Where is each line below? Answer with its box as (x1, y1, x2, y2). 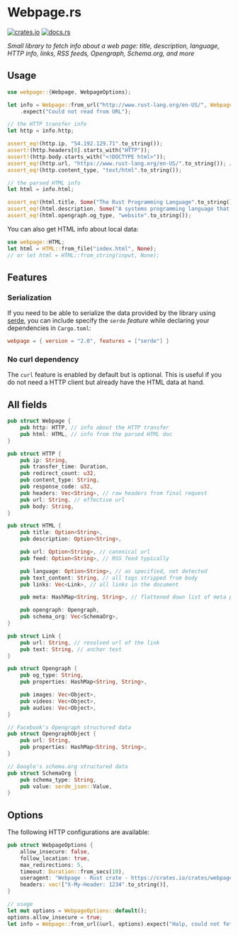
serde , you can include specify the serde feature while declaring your (7, 317, 210, 325)
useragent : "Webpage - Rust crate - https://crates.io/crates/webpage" (20, 875, 236, 882)
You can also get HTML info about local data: (7, 224, 139, 233)
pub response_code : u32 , (20, 483, 93, 491)
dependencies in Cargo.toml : (7, 324, 91, 332)
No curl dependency (7, 354, 79, 364)
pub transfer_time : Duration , (20, 463, 110, 471)
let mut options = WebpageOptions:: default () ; (7, 907, 147, 914)
